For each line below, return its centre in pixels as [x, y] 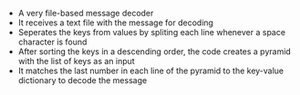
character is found [52, 42]
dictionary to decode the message [83, 80]
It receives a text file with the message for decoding [116, 23]
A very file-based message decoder [86, 13]
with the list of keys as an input [76, 61]
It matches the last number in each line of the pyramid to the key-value [151, 71]
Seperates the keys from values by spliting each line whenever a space [151, 32]
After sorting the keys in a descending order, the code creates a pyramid [155, 52]
